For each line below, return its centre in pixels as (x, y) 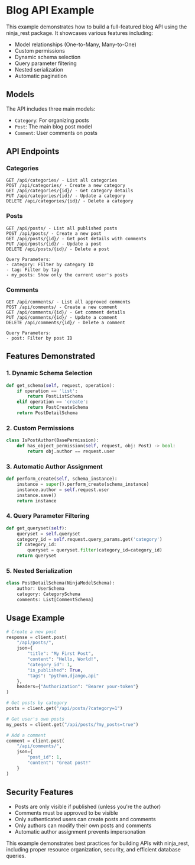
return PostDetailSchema (47, 413)
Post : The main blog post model (53, 126)
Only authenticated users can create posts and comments (85, 819)
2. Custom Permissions (40, 428)
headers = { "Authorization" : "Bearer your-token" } (78, 687)
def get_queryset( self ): (37, 528)
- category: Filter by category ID (50, 264)
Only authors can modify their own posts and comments (83, 825)
